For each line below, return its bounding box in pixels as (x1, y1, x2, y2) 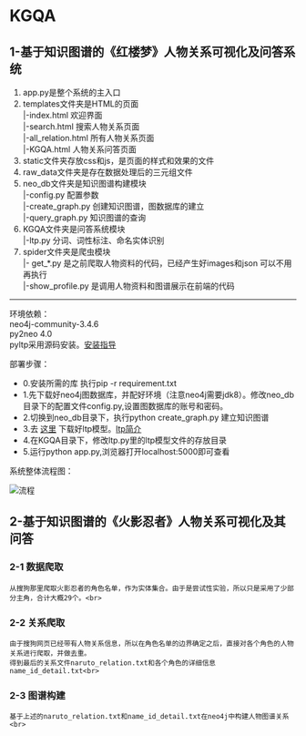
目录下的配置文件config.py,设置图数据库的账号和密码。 (22, 401, 229, 411)
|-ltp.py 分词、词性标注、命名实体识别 (22, 235, 165, 246)
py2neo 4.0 (9, 329, 53, 339)
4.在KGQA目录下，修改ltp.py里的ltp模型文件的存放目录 (22, 434, 228, 445)
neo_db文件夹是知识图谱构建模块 (22, 179, 148, 189)
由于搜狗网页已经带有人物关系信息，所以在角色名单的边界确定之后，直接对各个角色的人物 (9, 639, 294, 648)
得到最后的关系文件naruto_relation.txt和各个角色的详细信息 (9, 658, 216, 668)
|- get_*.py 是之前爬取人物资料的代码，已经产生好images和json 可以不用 (22, 258, 292, 269)
